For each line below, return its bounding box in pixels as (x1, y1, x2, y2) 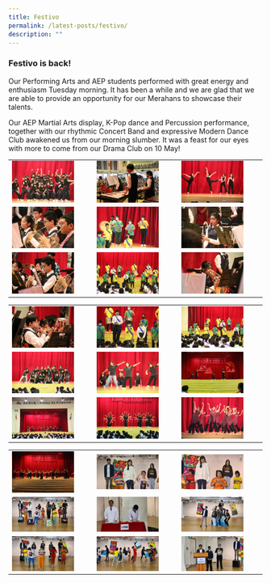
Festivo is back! (8, 57, 71, 69)
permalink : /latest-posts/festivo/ (8, 21, 128, 30)
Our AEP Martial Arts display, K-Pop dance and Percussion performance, (8, 117, 250, 127)
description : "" (8, 30, 63, 38)
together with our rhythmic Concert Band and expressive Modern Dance (8, 126, 248, 136)
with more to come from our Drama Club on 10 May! (8, 143, 181, 153)
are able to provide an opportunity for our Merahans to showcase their (8, 93, 242, 103)
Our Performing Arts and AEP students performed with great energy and (8, 76, 248, 86)
